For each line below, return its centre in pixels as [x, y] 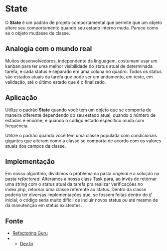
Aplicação [21, 98]
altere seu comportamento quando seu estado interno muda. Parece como [82, 27]
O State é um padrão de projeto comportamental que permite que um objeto [83, 22]
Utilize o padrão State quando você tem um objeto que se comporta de [78, 110]
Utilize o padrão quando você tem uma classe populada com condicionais [81, 135]
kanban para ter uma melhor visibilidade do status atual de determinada [79, 66]
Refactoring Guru [30, 233]
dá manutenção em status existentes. [44, 206]
